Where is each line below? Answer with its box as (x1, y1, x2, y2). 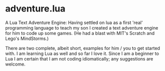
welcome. (5, 61, 26, 67)
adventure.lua (5, 3, 66, 14)
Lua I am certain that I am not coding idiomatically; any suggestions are (5, 55, 153, 61)
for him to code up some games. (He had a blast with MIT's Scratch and (5, 30, 155, 36)
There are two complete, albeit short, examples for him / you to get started (5, 45, 160, 51)
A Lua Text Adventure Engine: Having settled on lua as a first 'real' (5, 19, 143, 25)
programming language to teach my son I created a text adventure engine (5, 24, 158, 30)
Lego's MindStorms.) (5, 35, 49, 41)
